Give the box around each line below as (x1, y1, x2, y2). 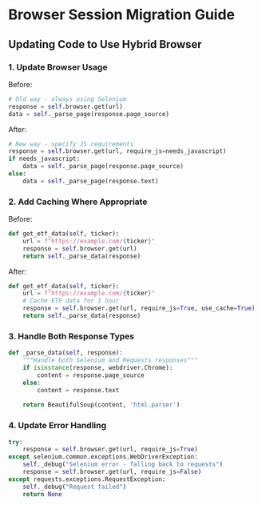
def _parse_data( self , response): (8, 349, 124, 357)
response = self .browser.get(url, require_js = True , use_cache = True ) (22, 304, 256, 313)
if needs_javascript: (8, 154, 81, 163)
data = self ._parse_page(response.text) (22, 177, 159, 185)
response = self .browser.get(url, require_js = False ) (22, 468, 202, 476)
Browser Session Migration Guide (8, 6, 236, 24)
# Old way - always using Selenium (8, 94, 127, 103)
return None (22, 490, 62, 498)
